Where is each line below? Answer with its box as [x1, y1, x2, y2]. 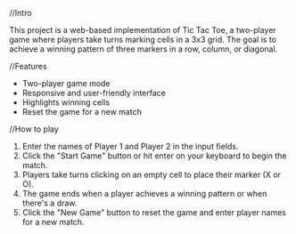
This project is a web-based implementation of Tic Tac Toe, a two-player [9, 25, 276, 35]
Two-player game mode [21, 78, 111, 88]
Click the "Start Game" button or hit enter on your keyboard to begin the [21, 150, 287, 161]
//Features [9, 61, 47, 71]
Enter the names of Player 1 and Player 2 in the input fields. [21, 141, 239, 151]
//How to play [9, 124, 60, 134]
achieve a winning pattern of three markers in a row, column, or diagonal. [9, 44, 278, 54]
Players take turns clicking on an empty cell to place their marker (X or [21, 169, 281, 180]
